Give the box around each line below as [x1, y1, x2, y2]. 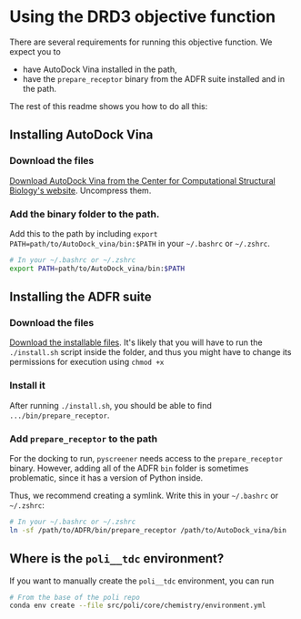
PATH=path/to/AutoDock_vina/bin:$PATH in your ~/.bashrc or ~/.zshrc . [9, 238, 271, 249]
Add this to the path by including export [9, 228, 158, 238]
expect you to [9, 46, 61, 56]
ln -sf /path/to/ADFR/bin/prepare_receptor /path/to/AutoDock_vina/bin [9, 525, 286, 534]
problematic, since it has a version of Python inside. [9, 472, 204, 483]
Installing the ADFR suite [9, 289, 152, 305]
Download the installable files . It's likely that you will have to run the [9, 337, 263, 348]
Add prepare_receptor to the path [9, 432, 157, 445]
